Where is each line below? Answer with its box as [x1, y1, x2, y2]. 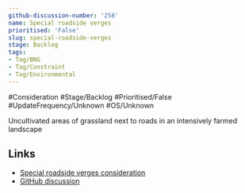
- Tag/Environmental [8, 70, 77, 78]
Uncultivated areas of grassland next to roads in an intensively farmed [8, 115, 238, 125]
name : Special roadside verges [8, 19, 112, 27]
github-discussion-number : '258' [8, 11, 119, 20]
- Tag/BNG [8, 56, 41, 64]
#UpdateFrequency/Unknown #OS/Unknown [8, 100, 155, 110]
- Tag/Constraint [8, 63, 66, 71]
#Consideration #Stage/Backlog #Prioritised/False [8, 92, 172, 101]
